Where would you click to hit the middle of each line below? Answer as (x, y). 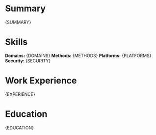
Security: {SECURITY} (28, 61)
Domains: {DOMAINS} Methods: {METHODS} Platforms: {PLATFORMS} (78, 55)
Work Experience (41, 81)
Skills (16, 42)
